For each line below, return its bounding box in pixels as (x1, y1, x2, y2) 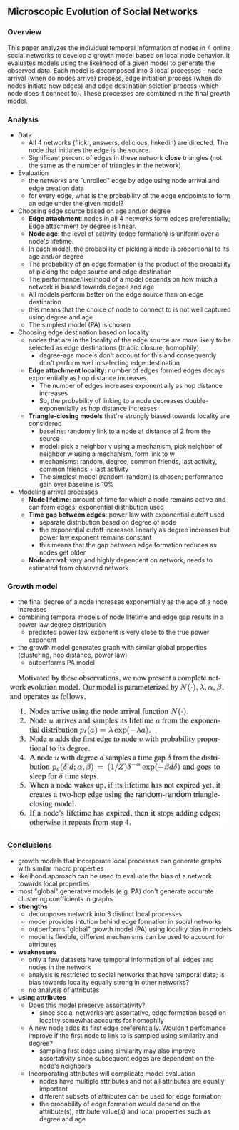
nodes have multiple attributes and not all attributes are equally (39, 1076, 225, 1085)
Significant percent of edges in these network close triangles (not (28, 153, 223, 162)
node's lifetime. (28, 237, 74, 245)
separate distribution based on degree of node (39, 517, 177, 526)
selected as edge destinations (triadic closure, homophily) (28, 343, 200, 352)
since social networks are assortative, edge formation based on (39, 1008, 227, 1017)
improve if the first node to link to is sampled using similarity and (28, 1031, 219, 1039)
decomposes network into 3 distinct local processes (28, 909, 183, 918)
